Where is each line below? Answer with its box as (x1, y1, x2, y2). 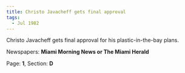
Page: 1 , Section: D (6, 60, 53, 67)
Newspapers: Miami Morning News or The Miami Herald (6, 48, 150, 56)
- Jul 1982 (12, 20, 39, 26)
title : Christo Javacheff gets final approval (6, 8, 126, 15)
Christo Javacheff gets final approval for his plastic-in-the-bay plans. (6, 37, 179, 44)
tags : (6, 14, 20, 21)
